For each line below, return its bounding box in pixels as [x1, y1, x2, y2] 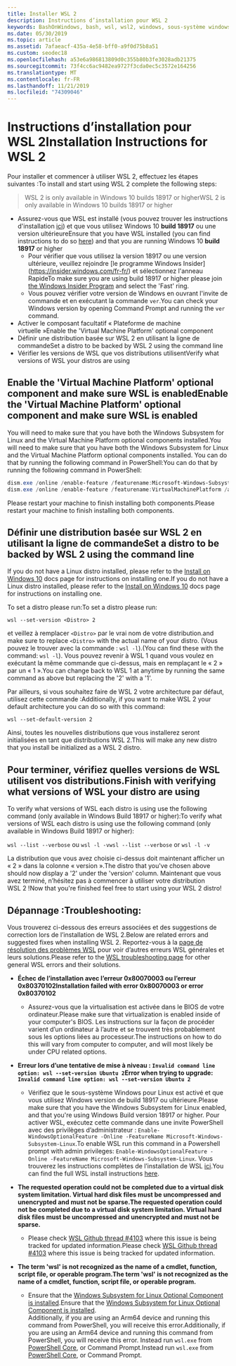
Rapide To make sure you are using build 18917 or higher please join [27, 274, 223, 283]
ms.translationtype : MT [7, 69, 77, 76]
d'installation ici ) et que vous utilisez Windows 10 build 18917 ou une [17, 222, 216, 231]
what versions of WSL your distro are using [7, 786, 200, 798]
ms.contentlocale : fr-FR [7, 75, 80, 83]
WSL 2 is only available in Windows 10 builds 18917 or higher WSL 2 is [24, 193, 226, 202]
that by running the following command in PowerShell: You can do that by [7, 458, 218, 466]
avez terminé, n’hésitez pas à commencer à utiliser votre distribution [7, 876, 205, 885]
